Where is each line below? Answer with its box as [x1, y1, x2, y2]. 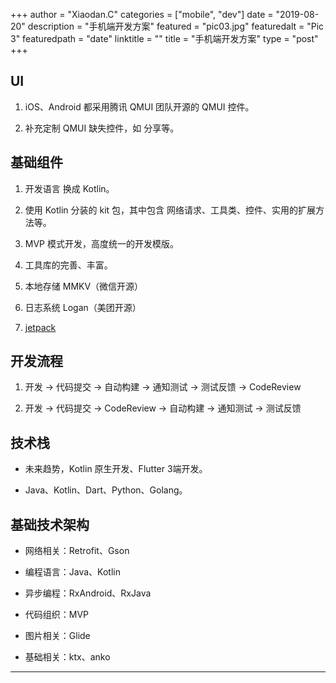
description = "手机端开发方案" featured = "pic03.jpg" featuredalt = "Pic [27, 20, 325, 32]
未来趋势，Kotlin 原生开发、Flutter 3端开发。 [24, 463, 208, 475]
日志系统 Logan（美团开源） [24, 301, 142, 313]
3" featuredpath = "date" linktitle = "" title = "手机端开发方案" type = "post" [10, 33, 319, 44]
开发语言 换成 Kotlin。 [24, 182, 115, 194]
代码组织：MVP [24, 609, 90, 621]
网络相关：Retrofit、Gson [24, 545, 130, 557]
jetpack [24, 321, 57, 333]
